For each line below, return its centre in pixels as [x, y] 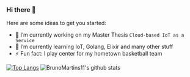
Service [25, 41]
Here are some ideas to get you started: [57, 23]
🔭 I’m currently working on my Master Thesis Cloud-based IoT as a [100, 35]
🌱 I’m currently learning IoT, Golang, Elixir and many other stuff [94, 47]
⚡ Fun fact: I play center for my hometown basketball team [89, 54]
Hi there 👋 [21, 10]
